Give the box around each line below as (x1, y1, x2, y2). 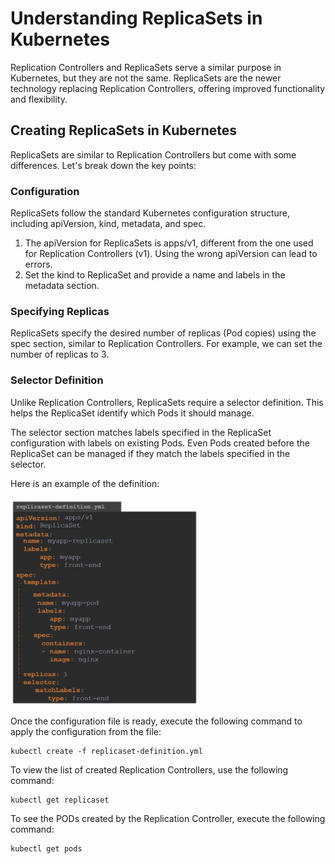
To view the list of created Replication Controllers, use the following (10, 764, 289, 776)
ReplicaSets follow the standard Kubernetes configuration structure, (10, 207, 291, 219)
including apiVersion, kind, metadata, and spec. (10, 218, 207, 230)
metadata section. (24, 280, 100, 292)
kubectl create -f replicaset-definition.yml (10, 747, 203, 757)
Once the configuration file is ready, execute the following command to (10, 715, 303, 727)
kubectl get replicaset (10, 795, 110, 806)
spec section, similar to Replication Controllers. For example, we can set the (10, 338, 323, 350)
